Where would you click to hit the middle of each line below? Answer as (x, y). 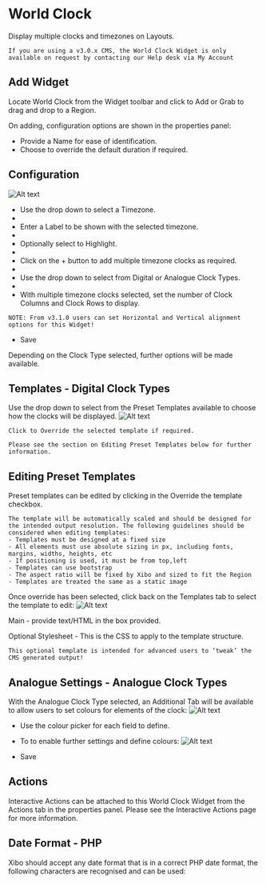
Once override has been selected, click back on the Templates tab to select (133, 597)
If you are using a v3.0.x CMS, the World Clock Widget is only (117, 50)
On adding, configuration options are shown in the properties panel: (120, 126)
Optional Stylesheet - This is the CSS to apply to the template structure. (126, 636)
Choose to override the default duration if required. (104, 150)
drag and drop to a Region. (52, 110)
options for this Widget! (51, 325)
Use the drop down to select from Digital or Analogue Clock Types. (130, 278)
